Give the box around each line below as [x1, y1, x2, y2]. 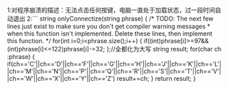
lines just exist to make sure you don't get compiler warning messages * [7, 23, 211, 30]
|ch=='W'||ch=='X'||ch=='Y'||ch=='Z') [7, 75, 116, 82]
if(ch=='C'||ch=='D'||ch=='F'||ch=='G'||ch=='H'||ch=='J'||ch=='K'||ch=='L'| [7, 60, 222, 68]
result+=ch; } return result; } [116, 75, 197, 82]
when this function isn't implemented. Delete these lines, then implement [7, 29, 213, 38]
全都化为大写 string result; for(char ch [115, 45, 222, 53]
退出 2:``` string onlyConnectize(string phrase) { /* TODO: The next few [12, 14, 214, 23]
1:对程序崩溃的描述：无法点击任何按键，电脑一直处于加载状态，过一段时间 [7, 6, 216, 14]
